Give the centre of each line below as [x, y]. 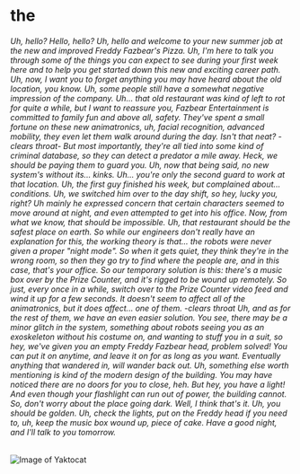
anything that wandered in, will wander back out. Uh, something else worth [150, 365]
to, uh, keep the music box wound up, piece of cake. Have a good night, [144, 422]
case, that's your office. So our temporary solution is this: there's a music [146, 269]
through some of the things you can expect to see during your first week [144, 60]
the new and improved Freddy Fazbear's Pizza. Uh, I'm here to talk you [142, 50]
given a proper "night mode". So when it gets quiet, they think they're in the [150, 250]
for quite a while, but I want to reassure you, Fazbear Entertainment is [140, 108]
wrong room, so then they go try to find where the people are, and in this [145, 260]
